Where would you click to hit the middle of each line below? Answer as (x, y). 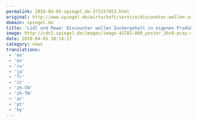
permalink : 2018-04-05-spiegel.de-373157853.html (68, 11)
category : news (25, 45)
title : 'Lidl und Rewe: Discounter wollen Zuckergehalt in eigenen (90, 28)
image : (14, 33)
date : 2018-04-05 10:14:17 (39, 39)
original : (18, 17)
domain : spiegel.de (30, 22)
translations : (23, 50)
